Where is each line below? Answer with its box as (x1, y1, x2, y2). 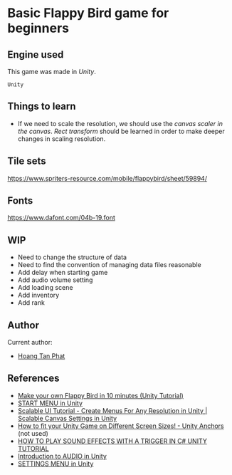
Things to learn (7, 100, 76, 113)
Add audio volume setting (17, 276, 93, 284)
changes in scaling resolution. (17, 134, 106, 143)
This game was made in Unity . (7, 68, 96, 75)
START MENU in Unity (17, 399, 83, 407)
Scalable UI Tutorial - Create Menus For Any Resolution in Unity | (17, 406, 208, 414)
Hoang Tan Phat (17, 352, 65, 360)
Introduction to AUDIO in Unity (17, 451, 107, 460)
